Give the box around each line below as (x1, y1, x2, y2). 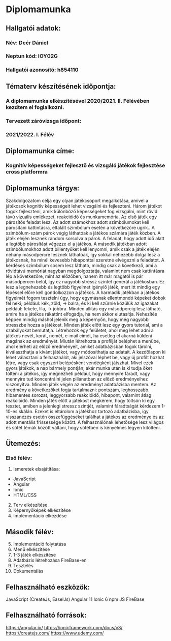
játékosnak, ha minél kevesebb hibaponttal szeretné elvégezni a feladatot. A (6, 257, 164, 263)
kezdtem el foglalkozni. (6, 103, 64, 110)
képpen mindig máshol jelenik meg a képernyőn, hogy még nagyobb (6, 316, 149, 323)
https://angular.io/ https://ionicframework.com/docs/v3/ (6, 624, 123, 630)
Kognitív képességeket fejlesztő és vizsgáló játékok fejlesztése (6, 162, 165, 169)
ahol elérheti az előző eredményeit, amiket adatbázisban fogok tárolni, (6, 343, 153, 349)
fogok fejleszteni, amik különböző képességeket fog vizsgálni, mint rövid (6, 208, 158, 214)
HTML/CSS (13, 492, 37, 498)
